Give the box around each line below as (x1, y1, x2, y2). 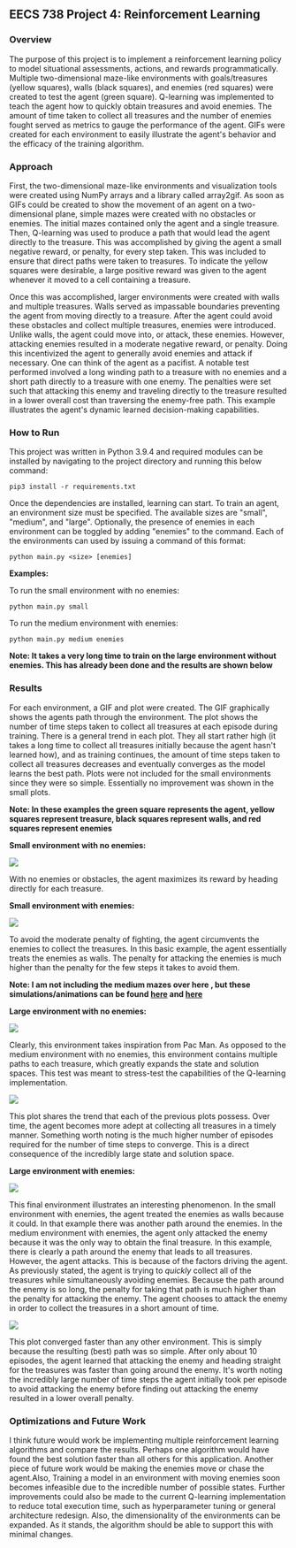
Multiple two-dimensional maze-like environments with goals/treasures (9, 73, 268, 83)
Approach (9, 160, 53, 172)
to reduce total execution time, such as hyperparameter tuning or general (9, 1500, 276, 1511)
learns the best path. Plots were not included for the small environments (9, 768, 271, 778)
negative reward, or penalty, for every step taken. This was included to (9, 246, 267, 257)
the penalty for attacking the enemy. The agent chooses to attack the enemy (9, 1293, 288, 1304)
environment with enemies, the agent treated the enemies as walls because (9, 1208, 285, 1219)
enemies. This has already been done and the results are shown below (9, 660, 273, 671)
